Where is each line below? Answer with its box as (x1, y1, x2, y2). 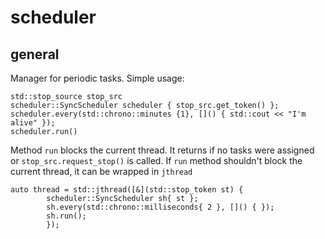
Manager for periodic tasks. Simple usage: (10, 72, 185, 84)
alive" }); (10, 118, 56, 128)
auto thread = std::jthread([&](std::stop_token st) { (10, 185, 244, 195)
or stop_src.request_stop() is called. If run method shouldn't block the (10, 155, 303, 166)
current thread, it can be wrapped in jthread (10, 166, 193, 177)
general (10, 46, 60, 63)
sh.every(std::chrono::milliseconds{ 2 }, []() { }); (46, 202, 275, 212)
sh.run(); (46, 211, 87, 221)
